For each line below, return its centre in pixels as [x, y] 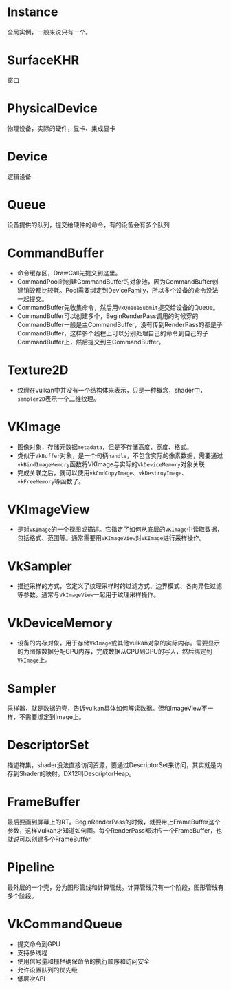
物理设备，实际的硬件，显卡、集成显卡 [61, 128]
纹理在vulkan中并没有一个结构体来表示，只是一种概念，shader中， [111, 390]
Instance [33, 12]
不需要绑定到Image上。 [52, 717]
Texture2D [38, 370]
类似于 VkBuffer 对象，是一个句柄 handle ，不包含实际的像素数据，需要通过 [120, 455]
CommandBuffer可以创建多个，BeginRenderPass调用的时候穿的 [108, 316]
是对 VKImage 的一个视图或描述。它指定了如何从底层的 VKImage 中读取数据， [120, 529]
